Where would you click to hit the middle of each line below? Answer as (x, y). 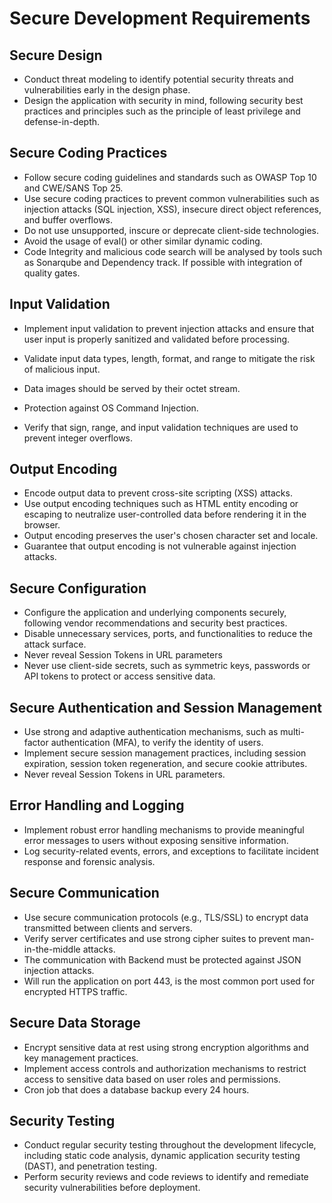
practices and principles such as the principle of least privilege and (162, 111)
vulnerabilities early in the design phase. (107, 90)
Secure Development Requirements (160, 18)
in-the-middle (52, 949)
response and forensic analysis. (89, 861)
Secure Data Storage (75, 1023)
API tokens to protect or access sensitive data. (119, 676)
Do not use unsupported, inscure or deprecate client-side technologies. (171, 230)
